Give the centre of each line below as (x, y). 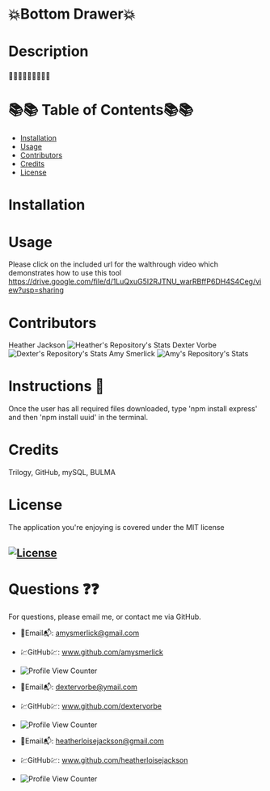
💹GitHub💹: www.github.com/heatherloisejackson (104, 760)
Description (49, 51)
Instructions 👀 (57, 387)
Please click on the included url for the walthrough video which (113, 264)
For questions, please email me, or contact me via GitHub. (105, 617)
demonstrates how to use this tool (65, 273)
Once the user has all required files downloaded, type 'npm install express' (133, 409)
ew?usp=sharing (36, 290)
